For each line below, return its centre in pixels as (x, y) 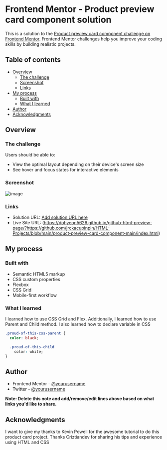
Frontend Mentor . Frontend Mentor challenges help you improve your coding (84, 39)
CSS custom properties (36, 279)
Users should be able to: (30, 155)
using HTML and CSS (27, 443)
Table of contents (33, 60)
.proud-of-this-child (32, 347)
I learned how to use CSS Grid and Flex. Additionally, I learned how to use (81, 319)
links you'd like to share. (31, 404)
